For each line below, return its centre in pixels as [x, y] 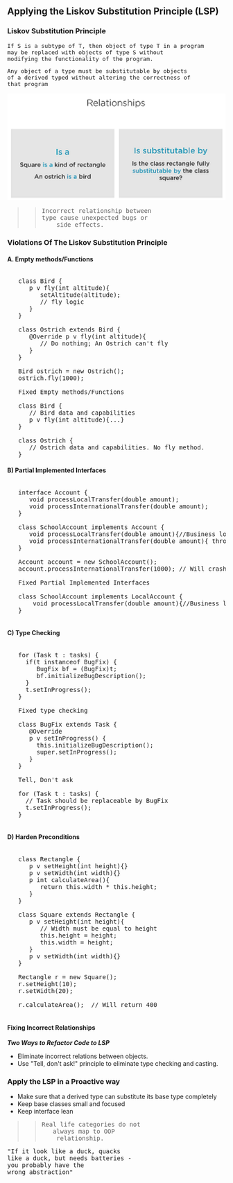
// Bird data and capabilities [82, 413]
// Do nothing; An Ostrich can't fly [104, 344]
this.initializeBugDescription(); [95, 745]
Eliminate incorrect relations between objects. [83, 1056]
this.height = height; [78, 935]
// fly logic [62, 302]
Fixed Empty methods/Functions [71, 392]
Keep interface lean [45, 1112]
